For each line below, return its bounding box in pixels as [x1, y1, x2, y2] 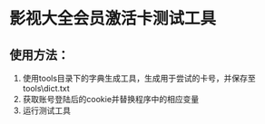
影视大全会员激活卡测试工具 [9, 8, 217, 29]
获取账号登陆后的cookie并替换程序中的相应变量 [22, 94, 200, 104]
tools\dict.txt [22, 83, 70, 93]
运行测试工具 [22, 105, 71, 116]
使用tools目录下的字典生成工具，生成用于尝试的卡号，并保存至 [22, 73, 256, 83]
